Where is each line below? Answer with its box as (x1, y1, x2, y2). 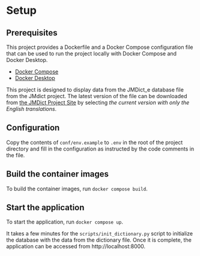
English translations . (6, 105, 57, 112)
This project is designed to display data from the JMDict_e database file (6, 86, 184, 93)
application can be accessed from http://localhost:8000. (6, 243, 146, 250)
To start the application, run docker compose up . (6, 218, 124, 226)
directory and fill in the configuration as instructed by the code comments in (6, 145, 194, 152)
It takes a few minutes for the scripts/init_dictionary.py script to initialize (6, 230, 193, 237)
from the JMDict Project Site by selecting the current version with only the (6, 99, 190, 106)
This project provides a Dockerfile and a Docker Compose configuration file (6, 43, 193, 51)
